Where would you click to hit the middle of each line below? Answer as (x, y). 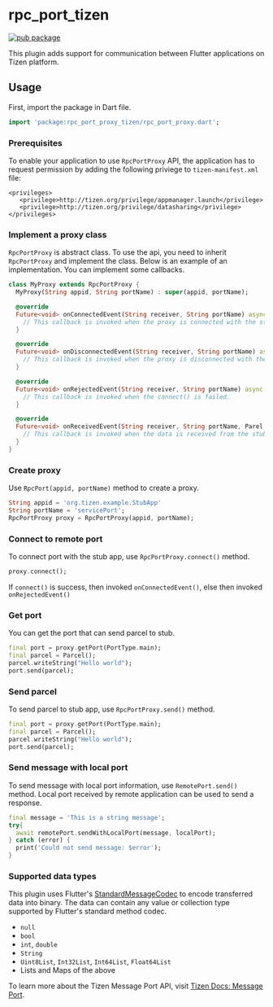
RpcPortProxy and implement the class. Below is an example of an (118, 261)
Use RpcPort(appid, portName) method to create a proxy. (104, 488)
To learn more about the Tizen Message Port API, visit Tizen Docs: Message (136, 986)
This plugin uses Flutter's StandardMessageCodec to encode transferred (131, 894)
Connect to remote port (56, 539)
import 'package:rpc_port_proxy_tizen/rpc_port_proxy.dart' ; (114, 122)
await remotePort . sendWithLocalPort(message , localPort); (116, 833)
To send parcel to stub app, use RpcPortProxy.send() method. (112, 709)
